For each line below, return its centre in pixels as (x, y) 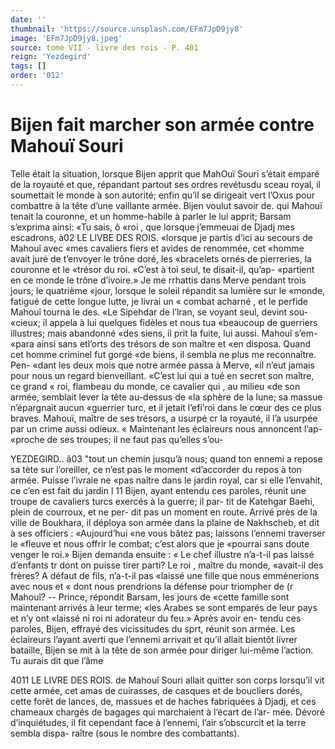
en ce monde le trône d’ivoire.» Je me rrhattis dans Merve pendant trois (158, 280)
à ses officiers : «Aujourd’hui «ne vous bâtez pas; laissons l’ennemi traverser (168, 533)
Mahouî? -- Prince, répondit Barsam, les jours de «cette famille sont (150, 597)
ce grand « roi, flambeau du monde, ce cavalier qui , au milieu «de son (155, 386)
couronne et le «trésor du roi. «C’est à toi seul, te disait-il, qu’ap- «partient (162, 269)
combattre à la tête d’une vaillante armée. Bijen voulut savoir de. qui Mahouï (166, 205)
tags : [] (28, 66)
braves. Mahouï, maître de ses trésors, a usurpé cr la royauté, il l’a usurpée (164, 418)
